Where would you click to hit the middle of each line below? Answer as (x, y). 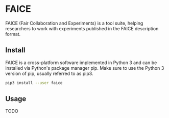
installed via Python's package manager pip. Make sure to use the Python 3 (85, 68)
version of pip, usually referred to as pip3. (49, 73)
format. (13, 34)
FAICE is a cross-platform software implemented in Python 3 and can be (81, 63)
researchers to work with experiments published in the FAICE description (82, 28)
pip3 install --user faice (34, 83)
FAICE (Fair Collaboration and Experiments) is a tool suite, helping (74, 23)
